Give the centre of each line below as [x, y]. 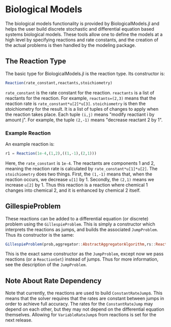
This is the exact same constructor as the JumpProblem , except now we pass [84, 254]
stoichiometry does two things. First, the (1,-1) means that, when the [79, 174]
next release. [19, 320]
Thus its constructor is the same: [40, 235]
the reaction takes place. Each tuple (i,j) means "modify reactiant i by [80, 114]
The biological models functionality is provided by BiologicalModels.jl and [82, 23]
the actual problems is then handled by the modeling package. [71, 45]
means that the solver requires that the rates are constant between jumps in [85, 298]
